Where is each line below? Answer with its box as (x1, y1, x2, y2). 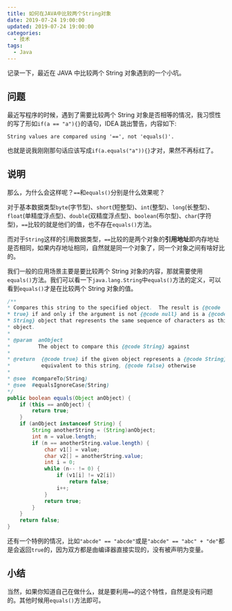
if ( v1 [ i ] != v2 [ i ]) (56, 472, 116, 479)
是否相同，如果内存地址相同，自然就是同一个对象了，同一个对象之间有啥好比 (7, 243, 225, 251)
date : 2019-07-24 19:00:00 (7, 17, 85, 24)
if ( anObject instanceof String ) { (19, 420, 122, 427)
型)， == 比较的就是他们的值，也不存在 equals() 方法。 (7, 220, 155, 229)
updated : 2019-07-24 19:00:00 (7, 23, 95, 30)
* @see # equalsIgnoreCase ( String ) (7, 382, 110, 389)
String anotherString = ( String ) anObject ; (32, 427, 156, 434)
